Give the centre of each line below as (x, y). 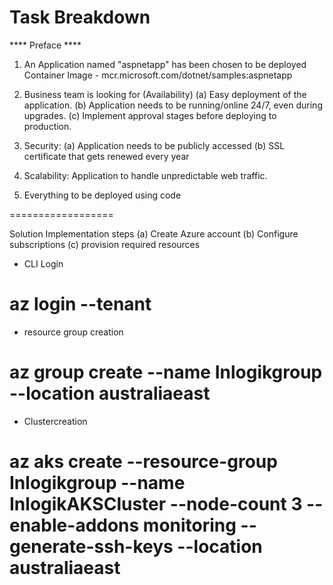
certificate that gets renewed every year (106, 156)
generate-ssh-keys (91, 547)
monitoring (189, 525)
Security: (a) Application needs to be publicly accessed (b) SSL (154, 145)
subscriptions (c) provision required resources (105, 244)
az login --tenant (80, 304)
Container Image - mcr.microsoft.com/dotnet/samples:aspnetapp (158, 75)
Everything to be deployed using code (102, 195)
